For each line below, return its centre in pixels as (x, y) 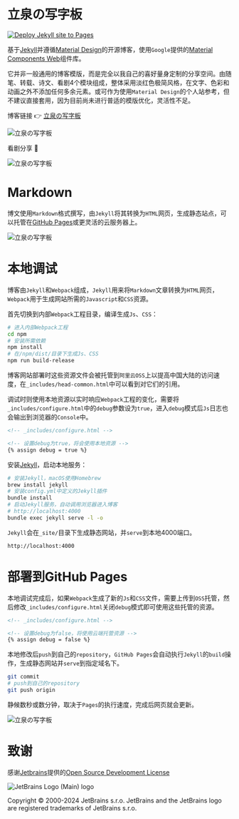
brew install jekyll (38, 485)
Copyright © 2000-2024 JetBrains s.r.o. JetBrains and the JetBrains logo (115, 800)
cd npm (17, 334)
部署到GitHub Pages (68, 577)
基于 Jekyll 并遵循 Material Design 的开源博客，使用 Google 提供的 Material (110, 49)
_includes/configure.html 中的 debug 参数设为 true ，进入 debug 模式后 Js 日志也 (118, 408)
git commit (23, 677)
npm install (25, 347)
